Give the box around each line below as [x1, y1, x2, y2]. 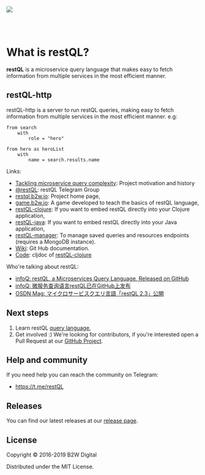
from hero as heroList [6, 146, 64, 152]
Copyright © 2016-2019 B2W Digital [6, 451, 97, 458]
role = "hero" [28, 135, 64, 142]
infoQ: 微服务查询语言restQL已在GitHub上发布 [15, 282, 131, 289]
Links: [6, 167, 21, 175]
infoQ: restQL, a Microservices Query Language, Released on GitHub [15, 275, 189, 282]
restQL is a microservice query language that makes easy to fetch [6, 66, 173, 73]
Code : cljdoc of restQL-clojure [15, 251, 92, 258]
